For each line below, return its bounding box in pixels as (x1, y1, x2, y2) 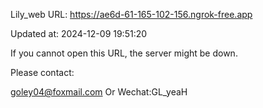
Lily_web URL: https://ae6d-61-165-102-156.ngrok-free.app (10, 9, 253, 20)
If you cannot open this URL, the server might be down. (10, 47, 238, 59)
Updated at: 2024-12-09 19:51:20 (10, 28, 148, 39)
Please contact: (10, 67, 75, 78)
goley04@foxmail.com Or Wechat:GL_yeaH (10, 86, 188, 98)
